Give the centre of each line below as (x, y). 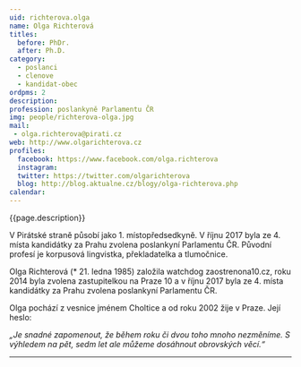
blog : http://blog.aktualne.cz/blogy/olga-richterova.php (128, 184)
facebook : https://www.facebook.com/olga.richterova (118, 159)
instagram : (38, 167)
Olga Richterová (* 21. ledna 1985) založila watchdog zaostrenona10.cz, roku (150, 271)
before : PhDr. (43, 43)
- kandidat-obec (47, 84)
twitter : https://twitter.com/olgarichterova (104, 175)
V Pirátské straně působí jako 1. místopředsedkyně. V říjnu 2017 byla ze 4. (145, 235)
